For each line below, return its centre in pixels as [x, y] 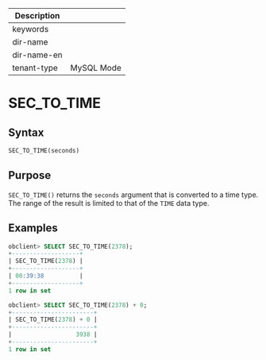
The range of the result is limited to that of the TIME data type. [109, 203]
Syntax [26, 132]
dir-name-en [38, 55]
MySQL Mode [96, 68]
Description [37, 15]
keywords [31, 29]
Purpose [30, 175]
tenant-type [35, 68]
